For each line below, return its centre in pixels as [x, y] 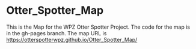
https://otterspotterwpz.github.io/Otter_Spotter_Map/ [72, 39]
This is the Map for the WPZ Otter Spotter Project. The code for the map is [98, 27]
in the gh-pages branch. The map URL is [57, 33]
